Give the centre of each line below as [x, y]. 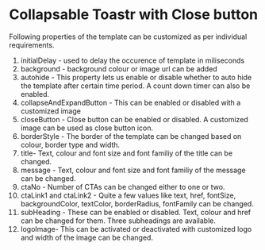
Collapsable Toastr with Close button [134, 15]
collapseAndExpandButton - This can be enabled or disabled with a [131, 102]
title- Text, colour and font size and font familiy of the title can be [127, 153]
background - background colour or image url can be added [119, 68]
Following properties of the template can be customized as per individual [128, 37]
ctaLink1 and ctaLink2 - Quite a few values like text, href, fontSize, [128, 195]
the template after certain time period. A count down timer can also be [135, 86]
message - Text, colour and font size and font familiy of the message [133, 170]
